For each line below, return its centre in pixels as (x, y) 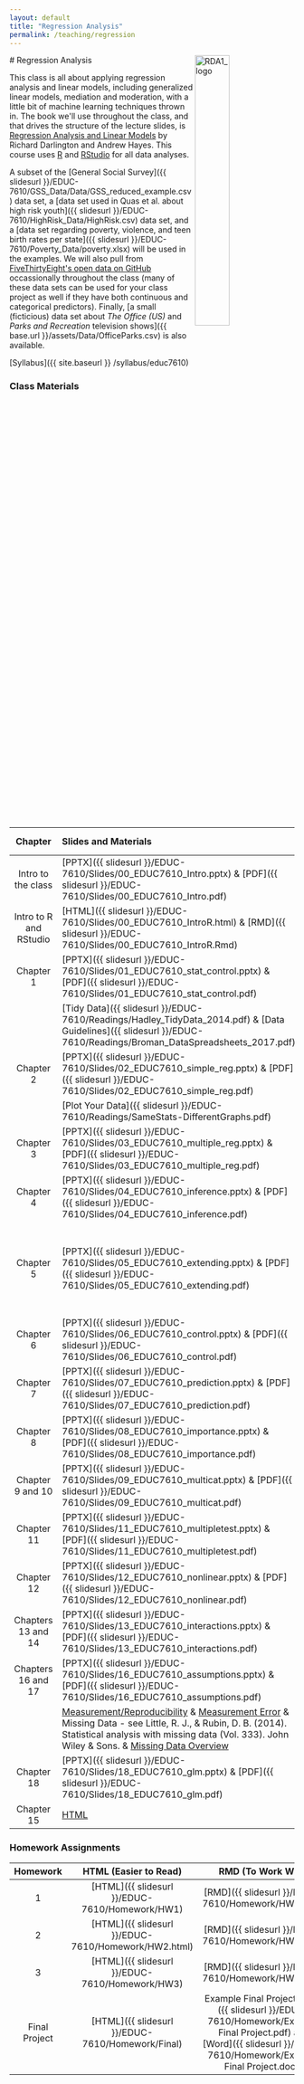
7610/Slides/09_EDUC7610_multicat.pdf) (152, 1503)
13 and (33, 1632)
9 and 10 (33, 1491)
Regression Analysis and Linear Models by (89, 136)
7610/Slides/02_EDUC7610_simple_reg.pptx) (160, 1069)
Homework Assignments (65, 1848)
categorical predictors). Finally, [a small (83, 307)
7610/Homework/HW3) (132, 1984)
